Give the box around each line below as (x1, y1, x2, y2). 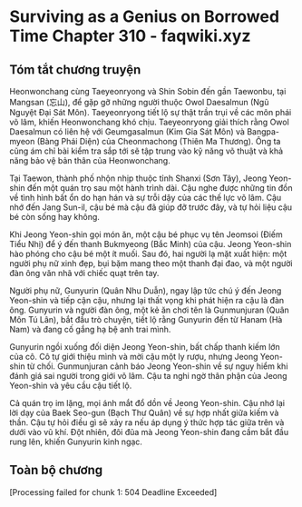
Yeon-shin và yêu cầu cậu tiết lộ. (9, 380, 132, 391)
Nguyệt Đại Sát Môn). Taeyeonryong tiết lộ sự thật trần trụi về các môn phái (9, 107, 292, 117)
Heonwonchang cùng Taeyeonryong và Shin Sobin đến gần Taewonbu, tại (9, 86, 287, 96)
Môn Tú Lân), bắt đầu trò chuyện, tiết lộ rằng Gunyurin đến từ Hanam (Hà (9, 314, 283, 324)
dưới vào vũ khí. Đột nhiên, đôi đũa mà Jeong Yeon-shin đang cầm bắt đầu (9, 427, 288, 437)
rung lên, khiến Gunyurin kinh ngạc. (9, 436, 143, 447)
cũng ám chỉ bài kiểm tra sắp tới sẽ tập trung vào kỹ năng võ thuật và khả (9, 145, 284, 156)
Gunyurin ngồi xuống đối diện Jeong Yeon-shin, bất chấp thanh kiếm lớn (9, 342, 280, 352)
